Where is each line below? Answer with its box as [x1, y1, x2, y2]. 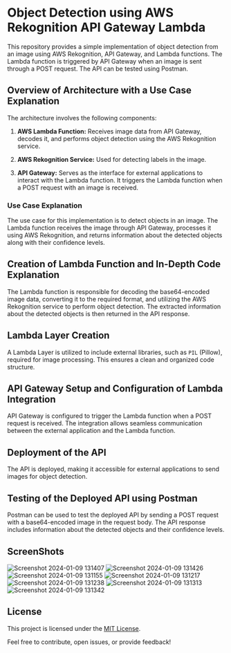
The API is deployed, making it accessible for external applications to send [7, 465, 220, 473]
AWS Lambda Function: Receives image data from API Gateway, [17, 127, 202, 136]
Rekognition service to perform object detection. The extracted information [7, 302, 221, 311]
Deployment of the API [7, 446, 107, 458]
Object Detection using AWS [7, 5, 174, 21]
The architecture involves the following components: [7, 113, 157, 122]
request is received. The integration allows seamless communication [7, 419, 203, 427]
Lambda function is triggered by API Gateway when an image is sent [7, 57, 202, 65]
